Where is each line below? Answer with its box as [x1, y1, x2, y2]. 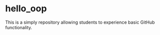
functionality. [5, 24, 33, 30]
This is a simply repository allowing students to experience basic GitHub [5, 19, 155, 25]
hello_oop [5, 3, 47, 14]
